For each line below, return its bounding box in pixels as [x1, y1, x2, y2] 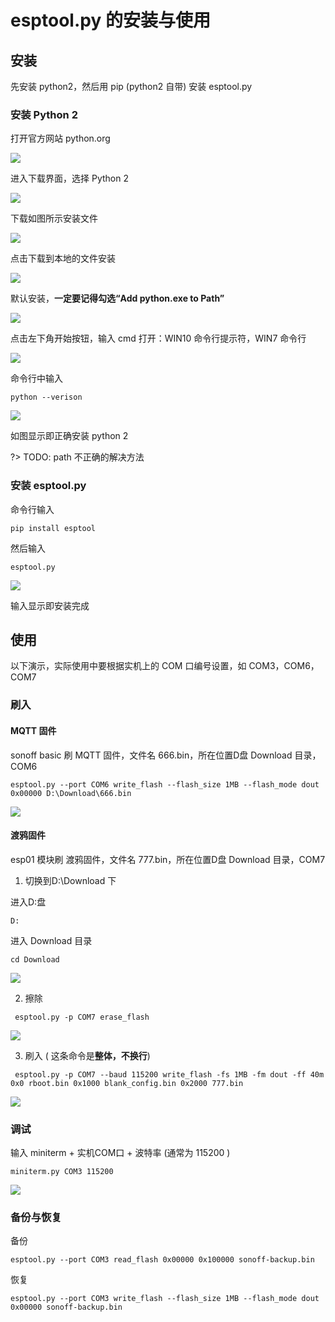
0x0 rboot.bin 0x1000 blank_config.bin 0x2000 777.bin [10, 1078, 244, 1088]
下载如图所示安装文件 [10, 212, 98, 225]
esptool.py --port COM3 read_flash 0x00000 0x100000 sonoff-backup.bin [10, 1255, 315, 1265]
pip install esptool [10, 523, 97, 533]
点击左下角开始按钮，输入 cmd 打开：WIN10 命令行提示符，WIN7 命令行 [10, 332, 307, 345]
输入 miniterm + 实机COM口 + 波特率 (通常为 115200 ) [10, 1147, 231, 1159]
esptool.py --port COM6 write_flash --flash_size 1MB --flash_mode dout [10, 779, 320, 790]
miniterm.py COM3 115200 [10, 1167, 114, 1177]
